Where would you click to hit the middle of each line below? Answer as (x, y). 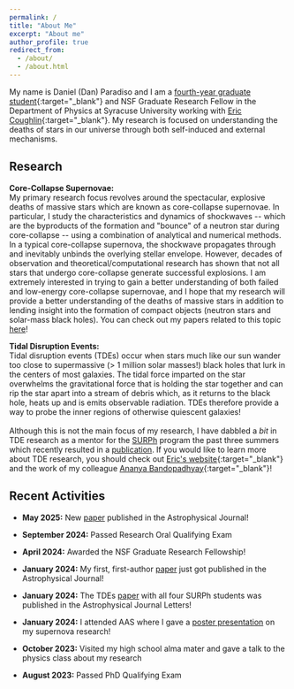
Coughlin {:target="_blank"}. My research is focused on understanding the (143, 119)
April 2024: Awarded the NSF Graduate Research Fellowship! (134, 551)
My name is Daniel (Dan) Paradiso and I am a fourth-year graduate (130, 92)
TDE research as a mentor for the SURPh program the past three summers (144, 440)
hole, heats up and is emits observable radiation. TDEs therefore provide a (144, 402)
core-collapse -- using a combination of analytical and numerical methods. (145, 234)
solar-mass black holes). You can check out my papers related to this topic (145, 319)
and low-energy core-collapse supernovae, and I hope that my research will (147, 291)
